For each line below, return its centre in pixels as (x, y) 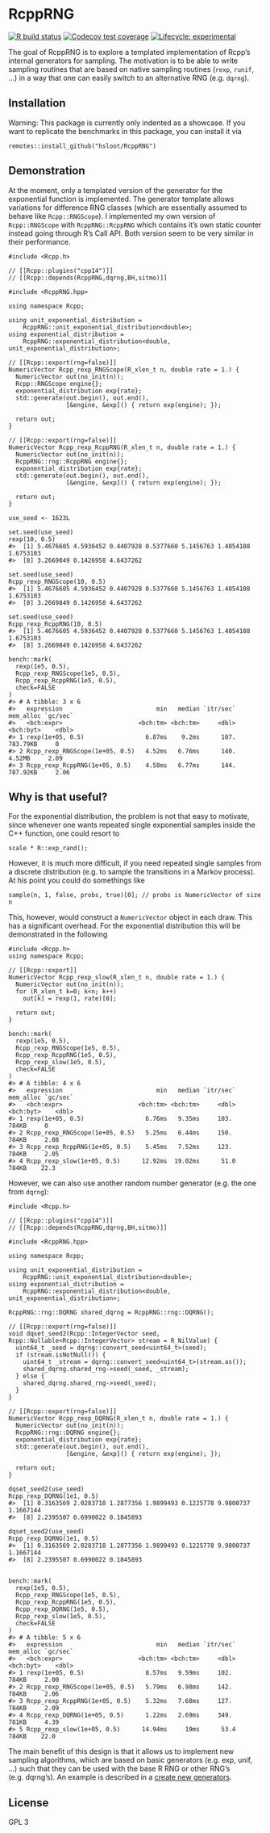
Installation (37, 103)
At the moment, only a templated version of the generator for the (116, 190)
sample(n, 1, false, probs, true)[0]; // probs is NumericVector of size (135, 896)
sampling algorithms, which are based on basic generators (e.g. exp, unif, (130, 1760)
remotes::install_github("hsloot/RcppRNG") (83, 146)
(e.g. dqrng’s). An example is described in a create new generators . (120, 1777)
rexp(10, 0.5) (32, 539)
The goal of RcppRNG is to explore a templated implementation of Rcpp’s (129, 52)
